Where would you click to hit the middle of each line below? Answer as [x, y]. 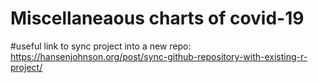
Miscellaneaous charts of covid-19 [157, 18]
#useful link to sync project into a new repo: [101, 46]
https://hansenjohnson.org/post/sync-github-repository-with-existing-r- [159, 56]
